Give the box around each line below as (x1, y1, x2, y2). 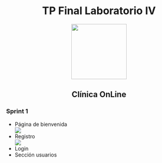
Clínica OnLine (71, 89, 127, 99)
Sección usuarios (14, 151, 57, 158)
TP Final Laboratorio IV (42, 4, 156, 18)
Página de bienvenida (14, 121, 68, 128)
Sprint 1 (6, 107, 28, 115)
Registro (14, 132, 35, 139)
